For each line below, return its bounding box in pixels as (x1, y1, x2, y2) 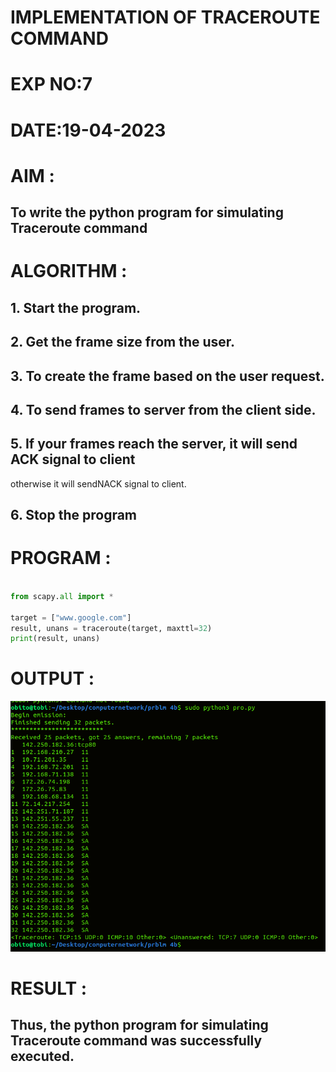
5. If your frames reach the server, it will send (10, 436, 298, 453)
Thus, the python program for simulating (10, 1017, 269, 1034)
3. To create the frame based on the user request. (10, 367, 325, 385)
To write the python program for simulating (10, 204, 284, 221)
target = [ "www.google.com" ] (10, 612, 132, 623)
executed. (10, 1048, 75, 1065)
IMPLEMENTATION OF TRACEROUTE (10, 6, 321, 29)
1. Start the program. (10, 299, 142, 316)
